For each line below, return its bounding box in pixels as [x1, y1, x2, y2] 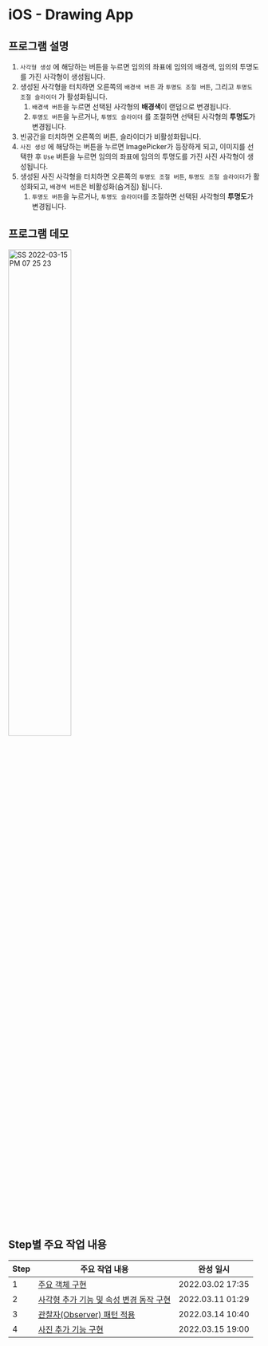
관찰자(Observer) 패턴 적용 [37, 1309, 136, 1320]
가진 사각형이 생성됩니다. [28, 72, 106, 81]
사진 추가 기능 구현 [37, 1324, 104, 1335]
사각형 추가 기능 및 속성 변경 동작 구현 [37, 1294, 171, 1305]
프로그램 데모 [8, 227, 69, 241]
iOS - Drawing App [8, 6, 134, 24]
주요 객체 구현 [37, 1279, 87, 1290]
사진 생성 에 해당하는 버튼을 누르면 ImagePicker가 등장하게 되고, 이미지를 [19, 142, 246, 151]
